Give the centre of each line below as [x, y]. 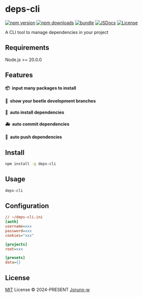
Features [19, 75]
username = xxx [18, 227]
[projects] [16, 244]
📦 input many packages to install [41, 88]
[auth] [12, 222]
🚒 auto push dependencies [34, 137]
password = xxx [18, 231]
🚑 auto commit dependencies [37, 124]
